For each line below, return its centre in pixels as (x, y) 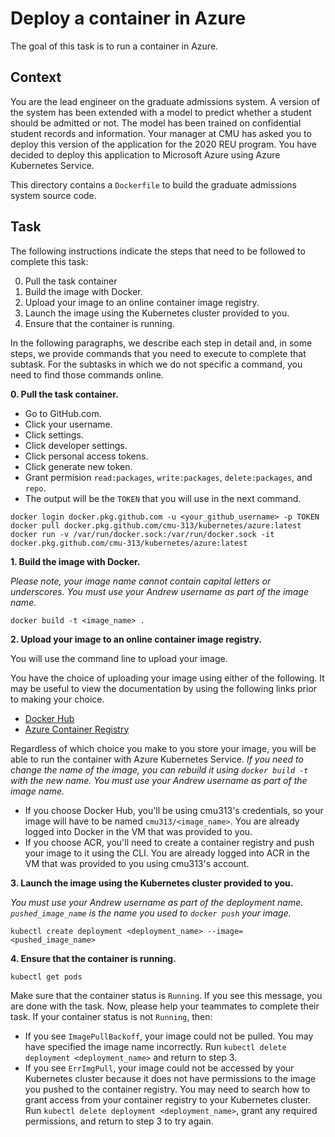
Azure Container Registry (77, 729)
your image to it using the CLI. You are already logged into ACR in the (167, 853)
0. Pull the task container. (64, 394)
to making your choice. (57, 699)
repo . (35, 488)
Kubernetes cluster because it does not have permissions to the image (170, 1078)
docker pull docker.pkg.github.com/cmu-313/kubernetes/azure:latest (156, 525)
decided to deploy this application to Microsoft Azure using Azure (145, 154)
